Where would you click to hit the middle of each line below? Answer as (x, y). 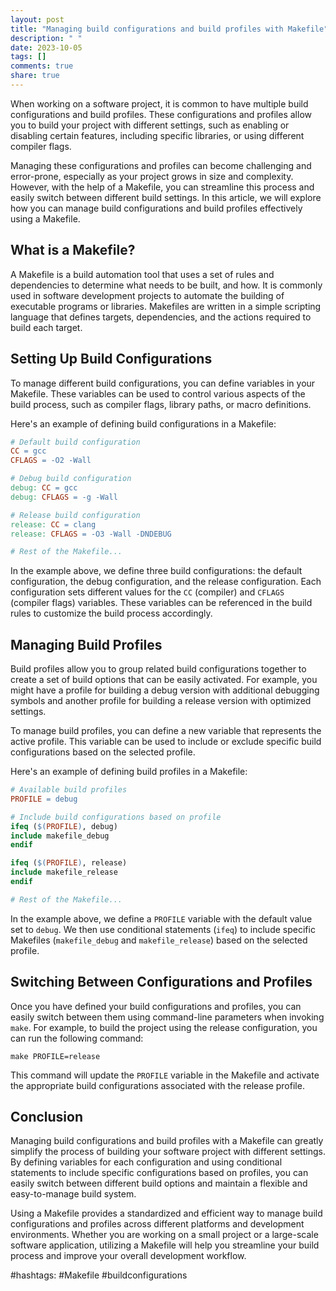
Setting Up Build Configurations (111, 359)
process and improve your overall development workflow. (128, 1256)
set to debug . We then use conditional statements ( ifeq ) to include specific (163, 929)
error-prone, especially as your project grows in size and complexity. (152, 176)
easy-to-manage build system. (73, 1194)
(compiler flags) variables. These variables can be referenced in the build (161, 603)
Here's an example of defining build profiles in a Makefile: (129, 772)
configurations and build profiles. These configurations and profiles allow (161, 114)
